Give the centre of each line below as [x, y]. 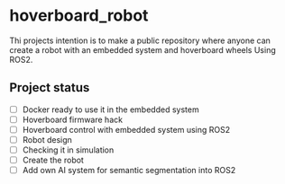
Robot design [47, 139]
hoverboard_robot [79, 16]
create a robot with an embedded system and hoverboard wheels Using [143, 49]
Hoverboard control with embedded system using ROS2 [126, 129]
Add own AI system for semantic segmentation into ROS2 [129, 171]
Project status [50, 88]
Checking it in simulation [68, 150]
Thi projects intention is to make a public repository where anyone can [140, 40]
